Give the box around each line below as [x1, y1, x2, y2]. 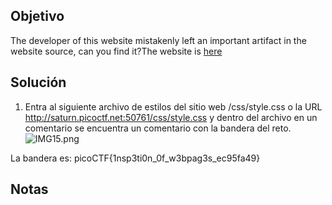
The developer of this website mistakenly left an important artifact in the [10, 34, 307, 46]
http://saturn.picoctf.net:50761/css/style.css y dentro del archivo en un [24, 111, 318, 123]
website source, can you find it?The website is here [10, 45, 223, 57]
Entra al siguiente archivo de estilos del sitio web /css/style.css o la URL [24, 100, 323, 113]
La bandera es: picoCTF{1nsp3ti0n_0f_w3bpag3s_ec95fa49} [10, 152, 261, 164]
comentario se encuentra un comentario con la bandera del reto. [24, 122, 292, 134]
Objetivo [10, 8, 65, 25]
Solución [10, 74, 67, 91]
